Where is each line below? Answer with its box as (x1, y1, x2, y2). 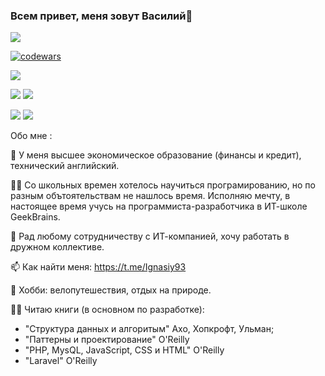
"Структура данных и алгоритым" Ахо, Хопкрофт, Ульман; (24, 323, 275, 335)
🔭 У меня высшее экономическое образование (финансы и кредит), (10, 149, 302, 161)
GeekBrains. (10, 211, 61, 223)
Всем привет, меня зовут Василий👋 (10, 9, 193, 23)
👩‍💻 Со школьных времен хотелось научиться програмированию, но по (10, 179, 316, 191)
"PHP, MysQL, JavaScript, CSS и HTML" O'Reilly (24, 344, 225, 356)
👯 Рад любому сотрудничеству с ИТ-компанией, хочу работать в (10, 230, 290, 243)
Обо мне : (10, 130, 53, 142)
